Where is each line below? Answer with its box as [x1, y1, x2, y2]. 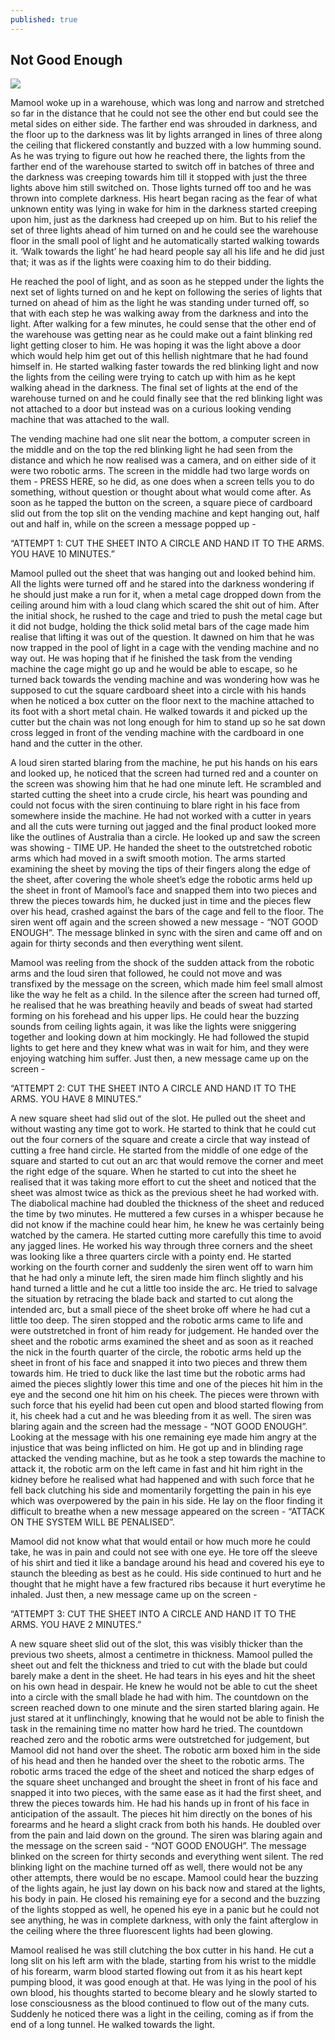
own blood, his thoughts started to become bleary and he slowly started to [10, 1987, 318, 1999]
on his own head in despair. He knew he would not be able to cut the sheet [10, 1681, 318, 1693]
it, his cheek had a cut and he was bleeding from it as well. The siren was [10, 1410, 312, 1422]
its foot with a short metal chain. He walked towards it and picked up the [10, 706, 308, 718]
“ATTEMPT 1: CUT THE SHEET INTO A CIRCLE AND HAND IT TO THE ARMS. [10, 537, 325, 550]
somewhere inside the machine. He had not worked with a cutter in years [10, 810, 312, 822]
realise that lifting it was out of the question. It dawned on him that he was [10, 631, 315, 643]
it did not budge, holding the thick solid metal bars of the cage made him [10, 621, 310, 633]
